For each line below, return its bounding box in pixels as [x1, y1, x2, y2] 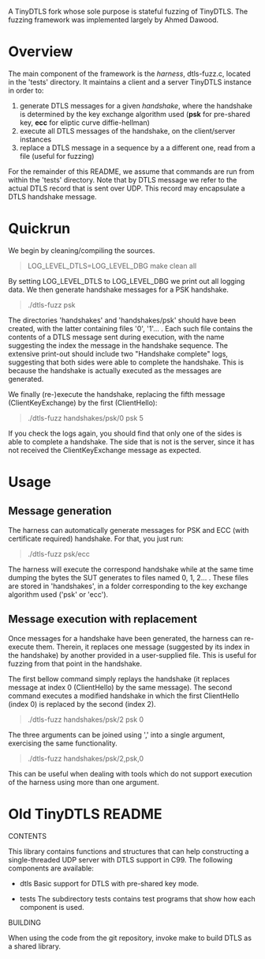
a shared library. [8, 941, 62, 951]
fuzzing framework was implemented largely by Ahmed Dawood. [8, 15, 219, 25]
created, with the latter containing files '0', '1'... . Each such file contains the [8, 323, 253, 333]
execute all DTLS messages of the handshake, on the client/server [19, 126, 236, 135]
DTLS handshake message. [8, 191, 97, 201]
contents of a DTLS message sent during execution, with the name [8, 332, 225, 342]
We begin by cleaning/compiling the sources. [8, 245, 155, 255]
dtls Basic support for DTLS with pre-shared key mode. [19, 878, 200, 888]
